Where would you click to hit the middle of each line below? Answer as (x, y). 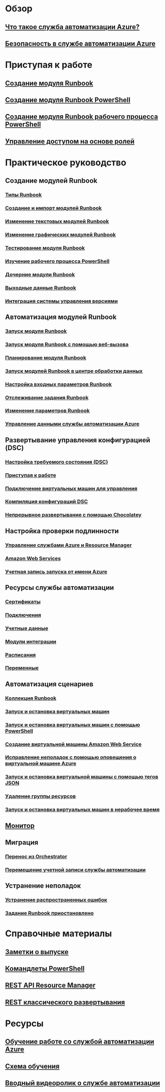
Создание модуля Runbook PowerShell (68, 100)
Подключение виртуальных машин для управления (71, 488)
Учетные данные (27, 628)
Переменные (22, 668)
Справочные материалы (59, 934)
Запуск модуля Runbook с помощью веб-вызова (67, 344)
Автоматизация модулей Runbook (61, 317)
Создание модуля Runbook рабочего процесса (82, 117)
